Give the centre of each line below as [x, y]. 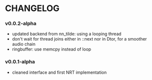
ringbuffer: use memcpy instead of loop [52, 49]
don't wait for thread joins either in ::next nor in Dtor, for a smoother [79, 39]
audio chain [24, 44]
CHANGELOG [32, 8]
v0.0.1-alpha [20, 62]
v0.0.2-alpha [21, 24]
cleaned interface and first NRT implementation [59, 72]
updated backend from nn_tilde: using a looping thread [67, 34]
